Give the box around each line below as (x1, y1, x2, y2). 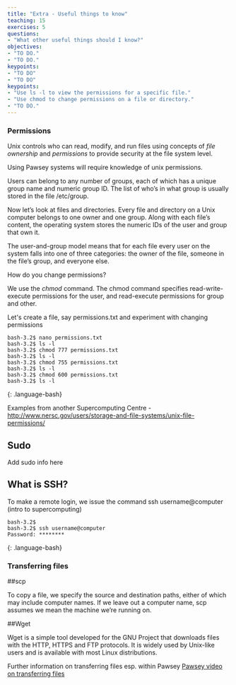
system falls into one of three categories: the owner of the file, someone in (7, 249, 225, 258)
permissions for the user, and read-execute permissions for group (32, 292, 225, 301)
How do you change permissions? (7, 270, 107, 280)
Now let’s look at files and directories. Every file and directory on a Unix (7, 206, 216, 214)
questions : (7, 30, 40, 38)
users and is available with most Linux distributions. (7, 648, 158, 657)
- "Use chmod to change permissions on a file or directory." (7, 96, 194, 103)
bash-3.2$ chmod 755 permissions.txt (7, 359, 119, 367)
